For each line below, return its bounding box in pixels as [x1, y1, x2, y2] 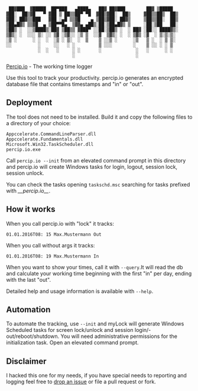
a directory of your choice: [6, 119, 71, 126]
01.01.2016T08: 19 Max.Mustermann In [6, 253, 99, 259]
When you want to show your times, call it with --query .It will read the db [6, 263, 183, 271]
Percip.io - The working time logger [6, 63, 93, 70]
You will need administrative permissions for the [60, 333, 177, 340]
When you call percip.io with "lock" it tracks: [6, 220, 114, 227]
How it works [6, 204, 56, 214]
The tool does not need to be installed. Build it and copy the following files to [6, 113, 193, 120]
